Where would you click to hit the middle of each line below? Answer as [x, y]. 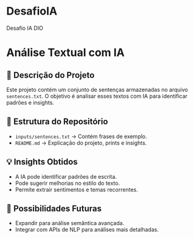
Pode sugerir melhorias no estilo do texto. [68, 183]
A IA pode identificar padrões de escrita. [66, 176]
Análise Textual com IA [65, 53]
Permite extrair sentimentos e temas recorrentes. [76, 189]
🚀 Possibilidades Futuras [54, 208]
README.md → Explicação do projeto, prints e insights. [81, 143]
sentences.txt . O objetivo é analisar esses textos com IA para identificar [97, 96]
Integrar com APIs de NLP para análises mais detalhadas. [87, 230]
